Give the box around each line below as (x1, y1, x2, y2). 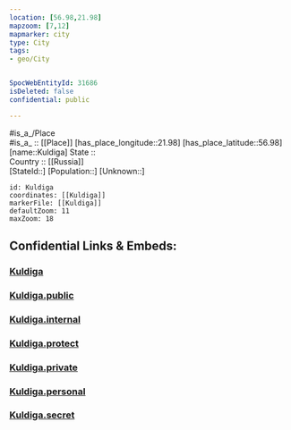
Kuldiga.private (9, 361, 79, 374)
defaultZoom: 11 (9, 207, 70, 215)
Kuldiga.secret (9, 409, 75, 421)
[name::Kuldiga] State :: (9, 147, 96, 157)
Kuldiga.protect (9, 337, 79, 350)
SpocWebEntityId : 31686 (9, 79, 98, 88)
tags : (9, 46, 30, 55)
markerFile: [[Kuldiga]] (9, 198, 102, 207)
